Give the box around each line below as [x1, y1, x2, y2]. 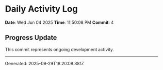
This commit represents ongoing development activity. [5, 46, 114, 52]
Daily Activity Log [5, 3, 78, 15]
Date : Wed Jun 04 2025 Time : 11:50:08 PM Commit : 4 [5, 19, 114, 25]
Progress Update [5, 34, 57, 42]
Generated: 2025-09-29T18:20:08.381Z [5, 60, 84, 66]
